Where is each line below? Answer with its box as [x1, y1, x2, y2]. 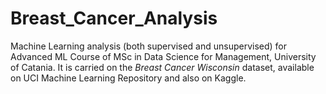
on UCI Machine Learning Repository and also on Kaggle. [10, 72, 247, 84]
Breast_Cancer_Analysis [10, 7, 218, 30]
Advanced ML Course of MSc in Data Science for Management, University [10, 50, 317, 62]
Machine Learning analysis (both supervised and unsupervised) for [10, 40, 288, 52]
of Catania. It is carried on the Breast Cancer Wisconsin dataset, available [10, 61, 315, 73]
